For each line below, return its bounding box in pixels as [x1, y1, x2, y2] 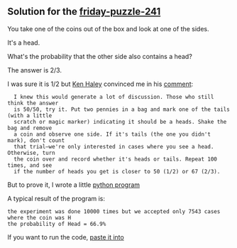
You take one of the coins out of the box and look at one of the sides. [7, 24, 209, 33]
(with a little [7, 112, 53, 119]
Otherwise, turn [7, 149, 55, 156]
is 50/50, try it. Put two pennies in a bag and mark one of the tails [13, 106, 231, 113]
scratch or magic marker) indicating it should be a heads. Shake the [13, 118, 227, 125]
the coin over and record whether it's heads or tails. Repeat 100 [13, 156, 218, 163]
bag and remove [7, 124, 53, 131]
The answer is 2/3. [7, 65, 62, 74]
